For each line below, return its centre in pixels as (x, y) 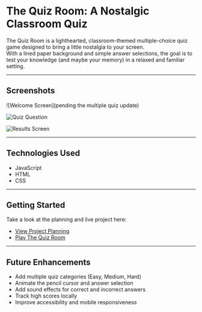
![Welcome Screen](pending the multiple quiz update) (73, 105)
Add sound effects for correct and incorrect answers (80, 290)
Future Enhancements (49, 262)
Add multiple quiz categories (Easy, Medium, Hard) (78, 277)
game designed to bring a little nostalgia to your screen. (75, 47)
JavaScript (28, 167)
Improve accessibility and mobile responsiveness (76, 302)
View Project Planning (42, 231)
